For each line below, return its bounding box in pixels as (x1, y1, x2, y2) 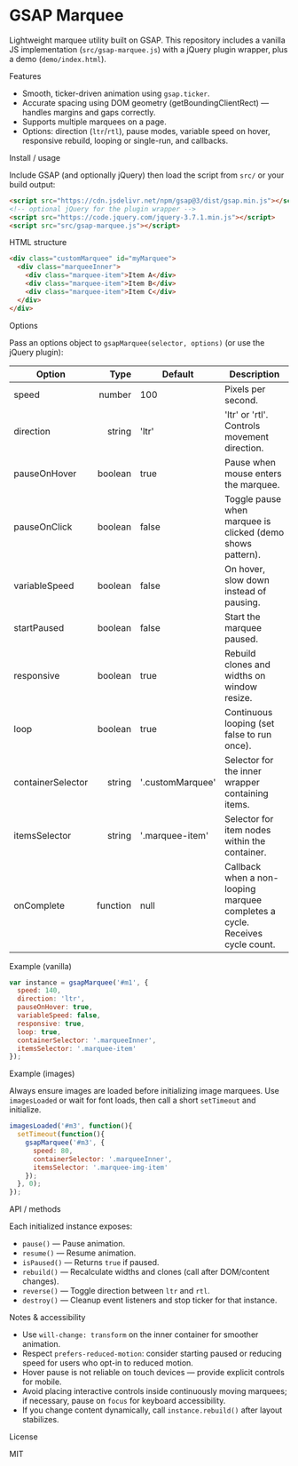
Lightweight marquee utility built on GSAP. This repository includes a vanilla (9, 35, 286, 45)
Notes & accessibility (9, 1312, 86, 1323)
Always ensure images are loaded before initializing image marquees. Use (9, 1086, 279, 1096)
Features (9, 70, 42, 81)
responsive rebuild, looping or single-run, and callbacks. (21, 135, 229, 146)
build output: (9, 179, 56, 189)
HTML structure (9, 237, 67, 248)
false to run (224, 728, 272, 740)
